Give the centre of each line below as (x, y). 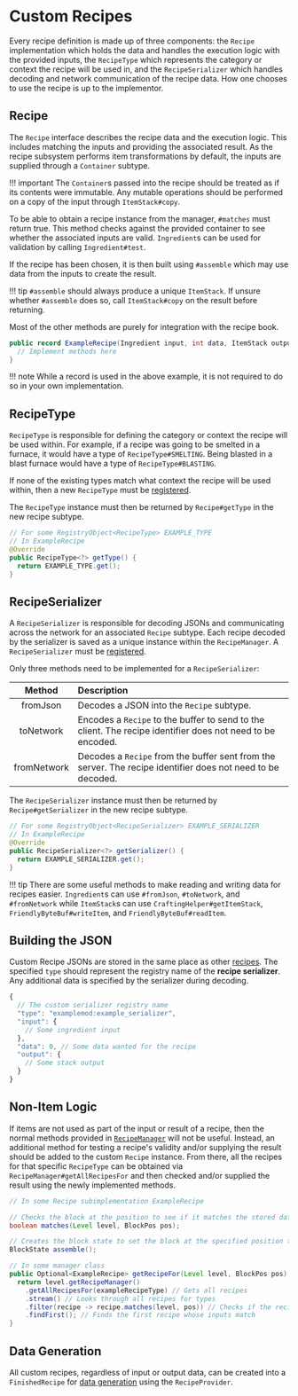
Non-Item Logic (53, 1107)
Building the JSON (61, 941)
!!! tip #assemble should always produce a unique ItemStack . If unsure (135, 291)
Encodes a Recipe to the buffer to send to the (171, 720)
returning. (27, 310)
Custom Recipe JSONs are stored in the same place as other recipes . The (144, 962)
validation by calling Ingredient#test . (78, 247)
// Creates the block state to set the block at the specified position (146, 1242)
